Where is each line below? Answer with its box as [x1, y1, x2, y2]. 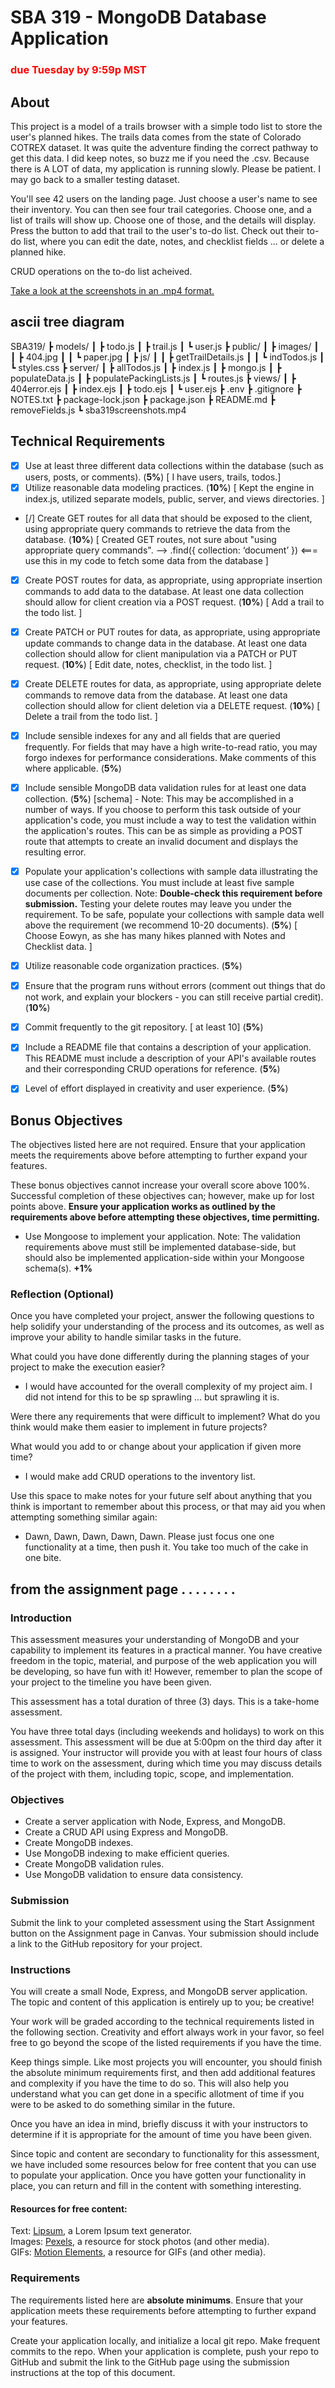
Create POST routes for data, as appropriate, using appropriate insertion [24, 574, 323, 586]
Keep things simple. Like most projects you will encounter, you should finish [10, 2056, 323, 2068]
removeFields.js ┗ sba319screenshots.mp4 [10, 404, 187, 416]
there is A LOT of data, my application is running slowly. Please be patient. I [10, 162, 321, 175]
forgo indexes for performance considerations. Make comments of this [24, 751, 317, 763]
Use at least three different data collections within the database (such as [24, 459, 324, 471]
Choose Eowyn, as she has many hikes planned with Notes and [24, 930, 286, 942]
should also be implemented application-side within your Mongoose [24, 1252, 305, 1264]
